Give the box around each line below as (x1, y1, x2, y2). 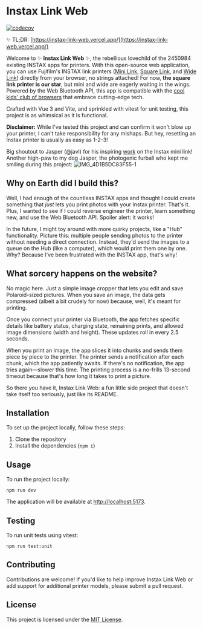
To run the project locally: (6, 476, 70, 483)
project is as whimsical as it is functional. (6, 111, 108, 119)
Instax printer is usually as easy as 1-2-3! (6, 136, 109, 143)
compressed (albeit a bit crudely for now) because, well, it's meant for (6, 298, 181, 305)
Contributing (6, 559, 56, 570)
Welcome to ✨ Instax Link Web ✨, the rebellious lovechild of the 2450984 (6, 54, 192, 62)
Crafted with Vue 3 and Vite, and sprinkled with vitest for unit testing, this (6, 105, 188, 112)
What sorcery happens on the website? (6, 269, 158, 279)
